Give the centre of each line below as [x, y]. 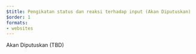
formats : [17, 23]
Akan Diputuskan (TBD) [35, 45]
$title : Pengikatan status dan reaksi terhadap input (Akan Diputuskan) [99, 12]
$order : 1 [19, 17]
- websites [20, 28]
